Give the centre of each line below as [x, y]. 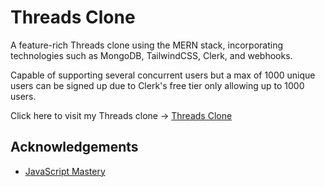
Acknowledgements [74, 147]
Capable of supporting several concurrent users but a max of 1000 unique [163, 75]
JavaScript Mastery [65, 171]
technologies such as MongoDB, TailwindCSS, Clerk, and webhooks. [151, 55]
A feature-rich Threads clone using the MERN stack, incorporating [146, 45]
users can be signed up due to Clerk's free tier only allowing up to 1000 [157, 85]
